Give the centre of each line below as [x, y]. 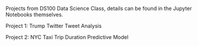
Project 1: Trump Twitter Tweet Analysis [53, 26]
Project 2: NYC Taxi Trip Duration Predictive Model [67, 37]
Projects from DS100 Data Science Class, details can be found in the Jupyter [99, 8]
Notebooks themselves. [34, 15]
